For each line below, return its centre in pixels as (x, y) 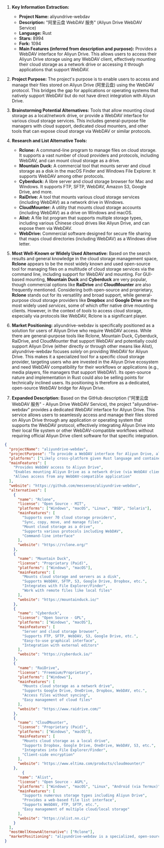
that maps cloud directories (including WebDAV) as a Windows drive (88, 239)
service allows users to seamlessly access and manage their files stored (84, 415)
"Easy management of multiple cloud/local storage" (76, 809)
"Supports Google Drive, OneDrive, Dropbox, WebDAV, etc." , (85, 691)
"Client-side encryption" (49, 754)
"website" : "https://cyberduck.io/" (55, 654)
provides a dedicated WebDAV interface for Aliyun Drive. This (93, 410)
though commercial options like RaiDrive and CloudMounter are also (81, 285)
